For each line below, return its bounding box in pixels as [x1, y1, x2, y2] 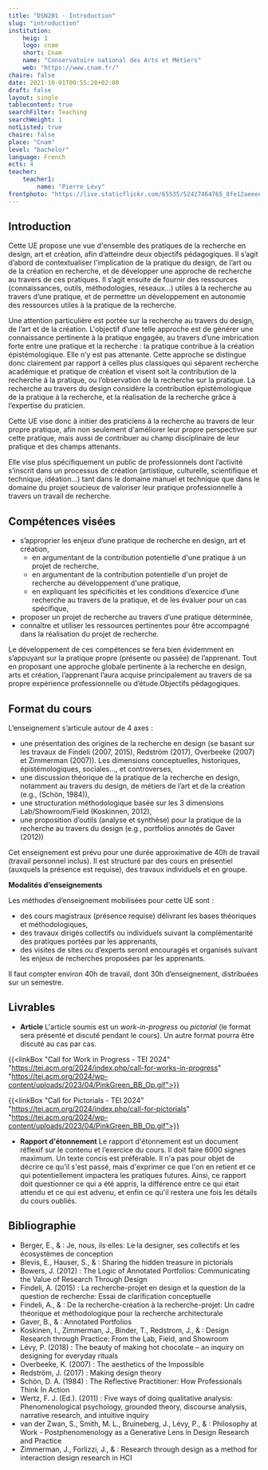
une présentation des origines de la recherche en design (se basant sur [19, 739, 255, 749]
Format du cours [8, 701, 93, 716]
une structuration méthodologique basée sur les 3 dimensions [19, 798, 224, 808]
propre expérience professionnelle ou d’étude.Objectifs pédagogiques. [8, 679, 241, 689]
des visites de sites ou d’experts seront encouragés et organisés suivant [19, 945, 258, 955]
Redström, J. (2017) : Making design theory [19, 1368, 162, 1377]
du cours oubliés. [19, 1196, 77, 1205]
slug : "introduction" [8, 19, 81, 27]
